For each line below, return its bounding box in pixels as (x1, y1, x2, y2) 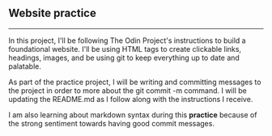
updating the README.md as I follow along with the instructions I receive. (8, 94, 253, 104)
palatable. (8, 61, 42, 71)
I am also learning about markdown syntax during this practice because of (8, 109, 257, 120)
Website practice (8, 6, 97, 20)
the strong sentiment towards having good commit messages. (8, 118, 215, 128)
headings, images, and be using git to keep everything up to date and (8, 53, 240, 62)
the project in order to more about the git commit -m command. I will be (8, 85, 247, 96)
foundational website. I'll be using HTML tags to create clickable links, (8, 44, 241, 53)
